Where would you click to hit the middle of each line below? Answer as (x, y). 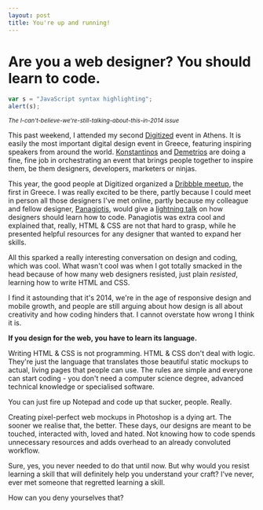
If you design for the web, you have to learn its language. (103, 338)
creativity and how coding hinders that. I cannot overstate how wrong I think (131, 314)
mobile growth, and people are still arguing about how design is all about (126, 306)
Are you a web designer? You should (130, 62)
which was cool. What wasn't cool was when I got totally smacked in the (125, 266)
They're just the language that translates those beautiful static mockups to (128, 361)
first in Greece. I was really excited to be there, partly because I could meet (130, 193)
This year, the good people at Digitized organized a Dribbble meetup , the (126, 184)
